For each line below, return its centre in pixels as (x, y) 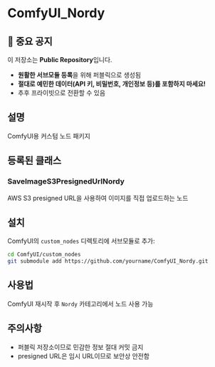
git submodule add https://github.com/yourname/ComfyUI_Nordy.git (108, 261)
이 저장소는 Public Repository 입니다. (60, 60)
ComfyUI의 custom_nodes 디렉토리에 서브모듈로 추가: (81, 241)
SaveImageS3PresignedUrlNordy (66, 181)
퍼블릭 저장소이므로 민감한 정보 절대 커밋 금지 (80, 347)
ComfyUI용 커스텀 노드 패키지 (49, 136)
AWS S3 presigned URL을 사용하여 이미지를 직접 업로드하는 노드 (98, 198)
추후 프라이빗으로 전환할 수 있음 (61, 93)
